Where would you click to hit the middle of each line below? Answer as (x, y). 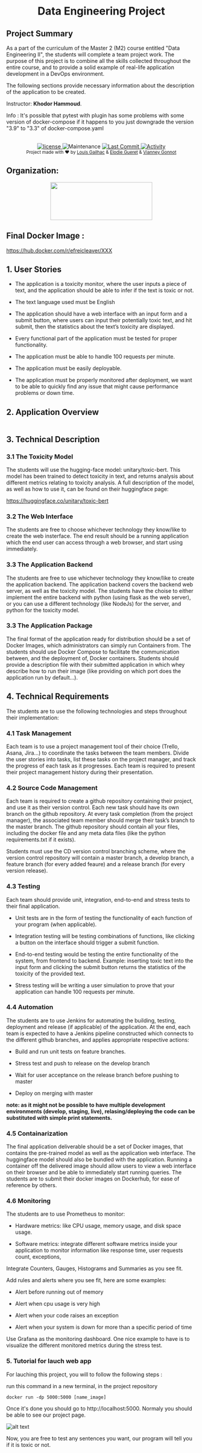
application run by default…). (42, 677)
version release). (27, 871)
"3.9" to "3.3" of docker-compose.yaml (55, 128)
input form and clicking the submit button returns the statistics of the (100, 967)
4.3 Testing (23, 887)
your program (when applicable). (56, 924)
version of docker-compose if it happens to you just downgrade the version (100, 122)
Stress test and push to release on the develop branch (82, 1063)
